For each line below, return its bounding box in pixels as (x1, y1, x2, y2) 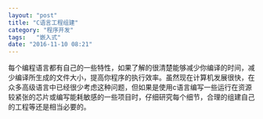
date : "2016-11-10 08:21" (8, 41, 92, 49)
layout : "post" (8, 11, 58, 20)
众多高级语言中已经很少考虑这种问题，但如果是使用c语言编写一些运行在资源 (8, 83, 252, 92)
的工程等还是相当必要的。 (8, 103, 91, 112)
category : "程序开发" (8, 26, 74, 34)
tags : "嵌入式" (8, 33, 61, 41)
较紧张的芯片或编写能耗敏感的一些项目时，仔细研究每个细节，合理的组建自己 (8, 92, 255, 102)
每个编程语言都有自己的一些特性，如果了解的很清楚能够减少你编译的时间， (8, 63, 248, 73)
